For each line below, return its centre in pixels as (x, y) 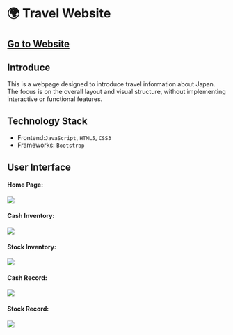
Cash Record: (27, 278)
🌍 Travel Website (59, 14)
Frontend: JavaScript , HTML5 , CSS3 (64, 138)
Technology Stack (47, 121)
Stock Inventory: (32, 247)
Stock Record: (28, 309)
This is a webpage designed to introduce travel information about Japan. (111, 84)
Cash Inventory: (31, 216)
